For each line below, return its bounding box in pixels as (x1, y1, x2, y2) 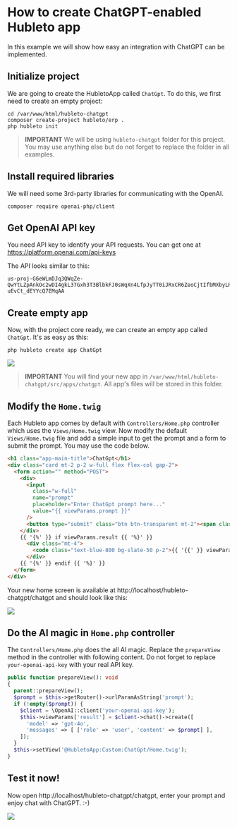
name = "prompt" (32, 494, 74, 501)
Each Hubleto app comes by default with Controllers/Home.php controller (7, 419, 220, 427)
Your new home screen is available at (7, 586, 116, 594)
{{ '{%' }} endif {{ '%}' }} (20, 560, 106, 567)
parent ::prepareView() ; (13, 687, 83, 694)
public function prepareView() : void (7, 674, 119, 681)
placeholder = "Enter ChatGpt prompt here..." (32, 501, 166, 508)
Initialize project (7, 71, 80, 82)
